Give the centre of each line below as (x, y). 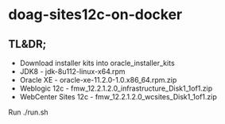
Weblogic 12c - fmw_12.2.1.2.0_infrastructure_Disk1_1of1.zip (116, 88)
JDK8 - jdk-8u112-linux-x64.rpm (72, 72)
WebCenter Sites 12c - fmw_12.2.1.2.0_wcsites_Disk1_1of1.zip (118, 97)
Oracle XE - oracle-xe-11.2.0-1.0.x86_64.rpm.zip (98, 80)
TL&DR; (27, 44)
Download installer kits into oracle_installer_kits (97, 63)
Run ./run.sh (29, 112)
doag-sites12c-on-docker (95, 15)
